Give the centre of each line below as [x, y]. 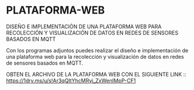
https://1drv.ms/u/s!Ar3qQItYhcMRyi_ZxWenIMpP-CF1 [71, 81]
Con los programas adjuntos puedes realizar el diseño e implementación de [97, 50]
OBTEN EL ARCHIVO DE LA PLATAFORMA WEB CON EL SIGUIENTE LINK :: [96, 74]
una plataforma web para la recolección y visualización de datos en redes [95, 56]
